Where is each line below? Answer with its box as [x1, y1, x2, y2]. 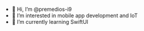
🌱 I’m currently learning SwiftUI [11, 18, 89, 25]
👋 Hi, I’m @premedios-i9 [11, 6, 72, 13]
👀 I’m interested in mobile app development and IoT [11, 12, 138, 19]
